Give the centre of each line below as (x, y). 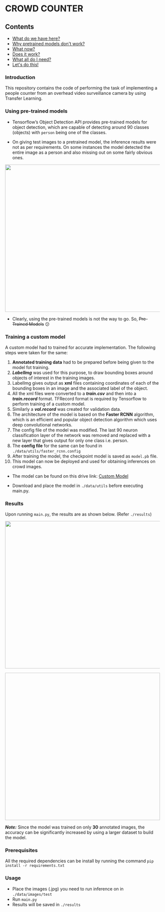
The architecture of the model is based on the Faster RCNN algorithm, (83, 414)
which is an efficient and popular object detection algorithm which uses (84, 419)
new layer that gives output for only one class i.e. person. (70, 440)
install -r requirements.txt (35, 866)
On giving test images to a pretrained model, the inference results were (84, 142)
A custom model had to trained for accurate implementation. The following (80, 347)
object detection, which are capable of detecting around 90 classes (81, 127)
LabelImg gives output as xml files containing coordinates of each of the (85, 383)
